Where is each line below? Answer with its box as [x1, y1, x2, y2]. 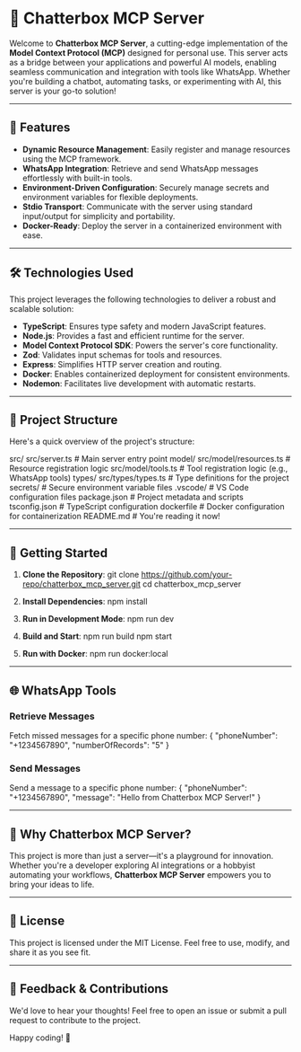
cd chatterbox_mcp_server [142, 579, 242, 589]
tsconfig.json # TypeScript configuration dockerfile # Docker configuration [9, 501, 285, 512]
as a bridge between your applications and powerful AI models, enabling [9, 57, 278, 67]
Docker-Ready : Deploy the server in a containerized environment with [21, 220, 282, 231]
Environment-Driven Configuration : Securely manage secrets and [21, 181, 270, 192]
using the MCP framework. [21, 153, 122, 164]
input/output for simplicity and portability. [21, 210, 176, 221]
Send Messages [9, 762, 81, 774]
